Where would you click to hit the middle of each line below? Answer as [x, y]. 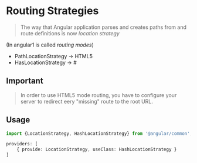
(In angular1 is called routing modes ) [50, 45]
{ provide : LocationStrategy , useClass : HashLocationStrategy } [97, 149]
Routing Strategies [52, 11]
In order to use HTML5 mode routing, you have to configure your [98, 95]
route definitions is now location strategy [70, 33]
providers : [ [22, 144]
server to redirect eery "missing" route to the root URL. [87, 101]
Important [25, 81]
